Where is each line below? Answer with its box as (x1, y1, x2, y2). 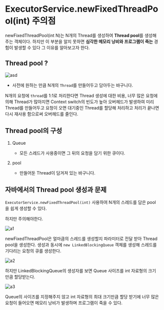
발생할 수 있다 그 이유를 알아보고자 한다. (14, 44, 90, 50)
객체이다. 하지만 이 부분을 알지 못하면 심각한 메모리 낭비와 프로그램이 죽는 (14, 38, 153, 44)
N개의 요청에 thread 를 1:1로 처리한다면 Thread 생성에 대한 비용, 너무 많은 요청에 (5, 92, 158, 98)
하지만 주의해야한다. (5, 216, 43, 222)
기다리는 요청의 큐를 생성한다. (5, 248, 62, 254)
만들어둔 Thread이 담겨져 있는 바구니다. (19, 170, 95, 176)
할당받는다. (14, 274, 36, 280)
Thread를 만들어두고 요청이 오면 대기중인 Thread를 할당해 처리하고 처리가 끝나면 (5, 105, 160, 111)
